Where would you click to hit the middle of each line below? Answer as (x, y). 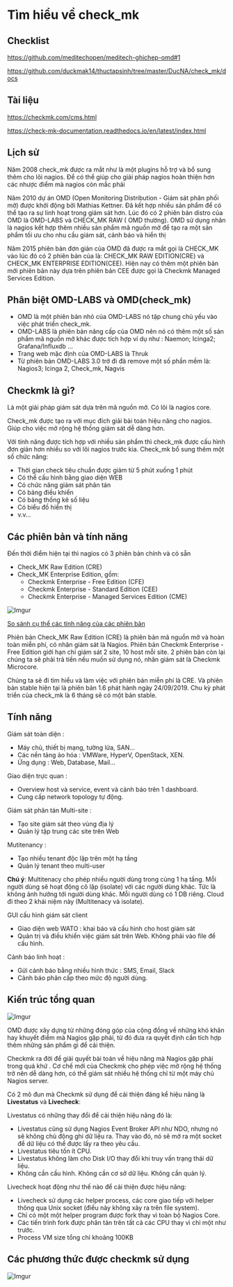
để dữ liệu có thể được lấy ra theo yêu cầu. (79, 1143)
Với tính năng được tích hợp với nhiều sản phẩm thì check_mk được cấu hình (116, 442)
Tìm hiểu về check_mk (73, 15)
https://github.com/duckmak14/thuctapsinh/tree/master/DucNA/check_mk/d (117, 71)
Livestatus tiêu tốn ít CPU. (54, 1151)
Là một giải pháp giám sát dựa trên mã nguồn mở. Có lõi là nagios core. (109, 408)
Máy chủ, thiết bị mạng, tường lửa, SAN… (76, 747)
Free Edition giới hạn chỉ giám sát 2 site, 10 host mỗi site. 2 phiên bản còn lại (116, 652)
